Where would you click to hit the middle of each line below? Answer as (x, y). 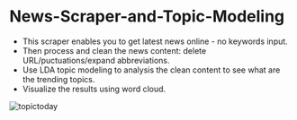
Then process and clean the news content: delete (114, 50)
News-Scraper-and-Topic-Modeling (147, 17)
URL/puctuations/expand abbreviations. (96, 60)
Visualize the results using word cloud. (94, 89)
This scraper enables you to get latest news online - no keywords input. (155, 41)
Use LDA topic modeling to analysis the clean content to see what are (151, 70)
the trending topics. (58, 79)
